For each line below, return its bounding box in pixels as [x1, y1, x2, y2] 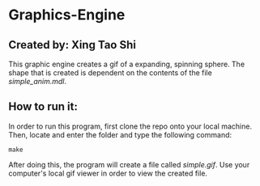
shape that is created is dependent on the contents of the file [8, 68, 212, 78]
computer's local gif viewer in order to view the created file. [8, 168, 208, 178]
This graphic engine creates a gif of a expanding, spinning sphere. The [8, 59, 245, 69]
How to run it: [8, 99, 79, 114]
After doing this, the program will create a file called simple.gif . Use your [8, 159, 250, 169]
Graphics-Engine [8, 6, 126, 24]
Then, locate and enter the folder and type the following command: [8, 129, 232, 139]
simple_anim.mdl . [8, 77, 67, 86]
